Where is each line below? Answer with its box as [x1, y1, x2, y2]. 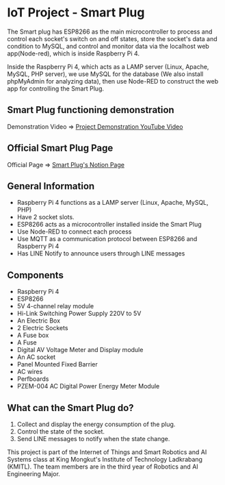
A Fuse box [16, 331, 49, 340]
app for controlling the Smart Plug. [7, 84, 105, 92]
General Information [7, 180, 95, 192]
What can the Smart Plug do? [7, 402, 135, 414]
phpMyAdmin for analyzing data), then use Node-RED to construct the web [7, 77, 219, 85]
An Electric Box [16, 316, 60, 325]
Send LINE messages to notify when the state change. [16, 435, 170, 443]
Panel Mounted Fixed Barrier [16, 360, 98, 369]
